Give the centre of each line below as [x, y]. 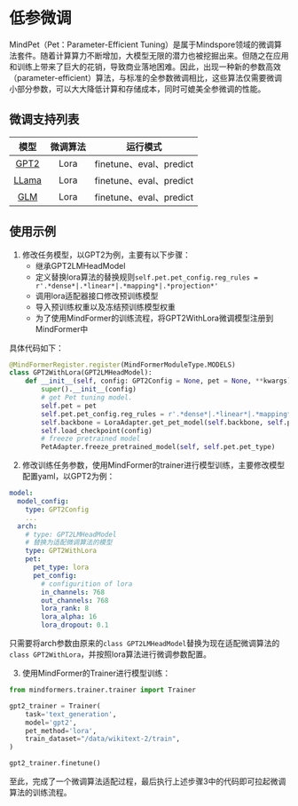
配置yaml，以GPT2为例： [68, 477]
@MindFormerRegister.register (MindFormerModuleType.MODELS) [123, 365]
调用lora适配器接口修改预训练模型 [97, 296]
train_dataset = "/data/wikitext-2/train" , [102, 739]
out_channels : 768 [75, 600]
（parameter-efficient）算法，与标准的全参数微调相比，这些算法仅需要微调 [145, 77]
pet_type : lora [61, 568]
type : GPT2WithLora [61, 551]
